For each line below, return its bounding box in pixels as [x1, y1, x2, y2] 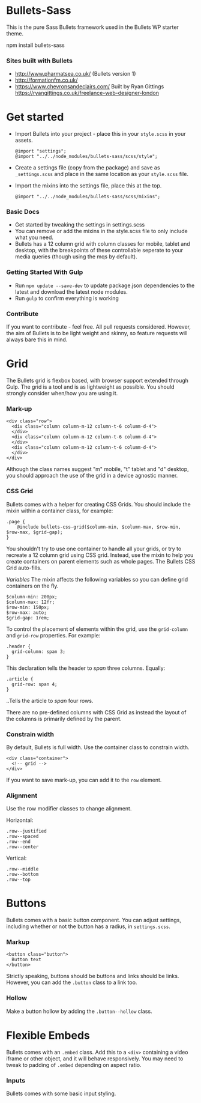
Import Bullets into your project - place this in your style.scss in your [14, 130, 186, 138]
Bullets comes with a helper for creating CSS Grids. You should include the [6, 500, 191, 508]
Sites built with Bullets [6, 56, 73, 65]
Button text [11, 956, 42, 963]
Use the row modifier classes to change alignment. [6, 805, 132, 812]
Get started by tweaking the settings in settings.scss [14, 221, 145, 228]
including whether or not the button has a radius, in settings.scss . [6, 923, 171, 930]
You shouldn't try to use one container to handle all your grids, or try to [6, 545, 182, 552]
